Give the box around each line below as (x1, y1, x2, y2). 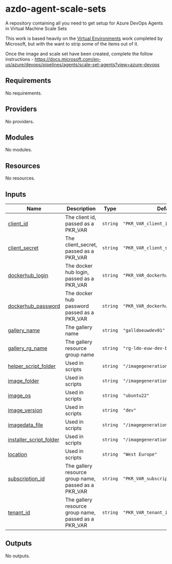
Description (66, 205, 96, 212)
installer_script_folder (8, 436, 60, 443)
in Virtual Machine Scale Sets (5, 25, 68, 31)
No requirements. (5, 90, 42, 96)
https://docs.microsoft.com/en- (34, 56, 101, 62)
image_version (8, 407, 42, 414)
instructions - (5, 56, 34, 62)
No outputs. (5, 553, 30, 559)
